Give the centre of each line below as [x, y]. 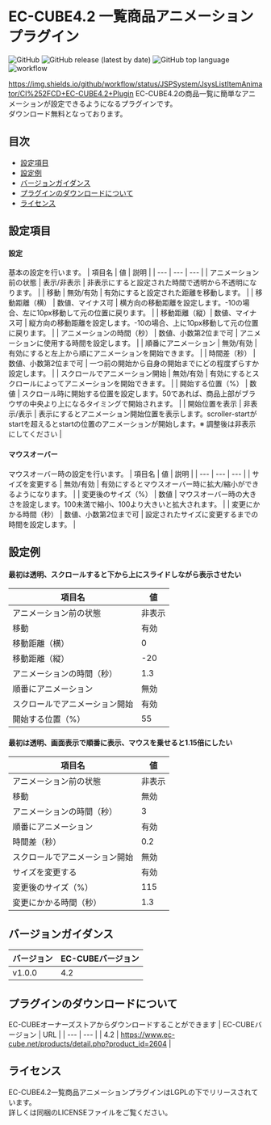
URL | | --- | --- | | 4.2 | [81, 1034]
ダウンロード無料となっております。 [68, 113]
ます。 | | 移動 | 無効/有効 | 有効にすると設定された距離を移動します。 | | [134, 293]
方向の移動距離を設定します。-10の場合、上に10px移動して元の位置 [148, 323]
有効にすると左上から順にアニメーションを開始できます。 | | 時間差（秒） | [132, 353]
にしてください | [35, 434]
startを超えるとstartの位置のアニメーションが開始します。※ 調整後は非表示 [132, 424]
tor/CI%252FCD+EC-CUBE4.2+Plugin [71, 93]
